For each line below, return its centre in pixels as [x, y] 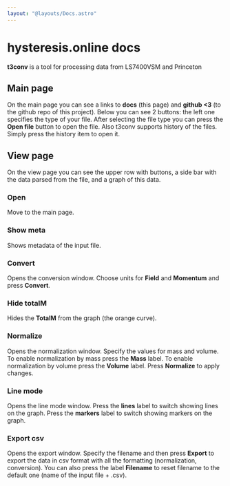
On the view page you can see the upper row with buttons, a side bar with [112, 172]
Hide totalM [27, 303]
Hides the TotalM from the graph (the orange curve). [82, 318]
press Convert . [29, 286]
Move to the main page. [41, 212]
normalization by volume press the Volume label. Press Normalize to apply [114, 366]
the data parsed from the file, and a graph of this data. [84, 180]
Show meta [27, 230]
